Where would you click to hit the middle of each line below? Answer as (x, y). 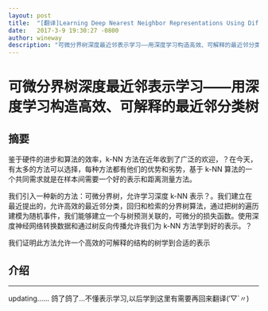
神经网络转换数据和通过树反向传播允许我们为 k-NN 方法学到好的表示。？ (134, 226)
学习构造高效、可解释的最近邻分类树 (141, 107)
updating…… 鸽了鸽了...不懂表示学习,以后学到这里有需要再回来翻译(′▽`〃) (129, 298)
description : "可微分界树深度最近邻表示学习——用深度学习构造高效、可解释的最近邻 (128, 45)
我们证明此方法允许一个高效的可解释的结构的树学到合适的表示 (109, 243)
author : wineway (35, 38)
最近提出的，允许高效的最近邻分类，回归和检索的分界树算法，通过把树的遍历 (134, 206)
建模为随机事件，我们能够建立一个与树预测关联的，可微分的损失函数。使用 (130, 216)
